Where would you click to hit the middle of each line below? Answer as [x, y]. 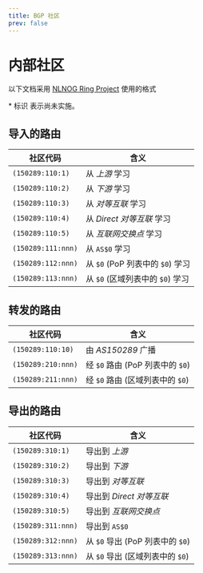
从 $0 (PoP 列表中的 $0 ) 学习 [137, 264]
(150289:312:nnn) [45, 541]
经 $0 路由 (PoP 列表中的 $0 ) [137, 365]
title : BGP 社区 [34, 16]
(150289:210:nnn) [45, 365]
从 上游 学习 [107, 174]
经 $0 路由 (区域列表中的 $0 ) [137, 380]
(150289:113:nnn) [45, 278]
